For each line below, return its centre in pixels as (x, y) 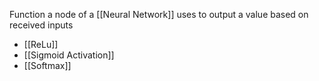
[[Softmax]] (47, 65)
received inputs (41, 25)
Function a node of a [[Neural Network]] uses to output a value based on (159, 14)
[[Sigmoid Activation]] (69, 55)
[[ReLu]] (41, 44)
